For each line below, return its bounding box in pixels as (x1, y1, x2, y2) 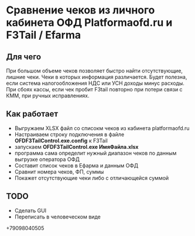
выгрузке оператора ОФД (14, 156, 80, 163)
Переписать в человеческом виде (14, 213, 101, 220)
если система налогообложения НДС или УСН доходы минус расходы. (6, 80, 184, 87)
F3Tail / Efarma (6, 29, 81, 42)
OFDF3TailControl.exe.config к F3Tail (14, 137, 108, 144)
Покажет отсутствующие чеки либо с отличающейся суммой (14, 174, 169, 182)
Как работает (6, 109, 59, 119)
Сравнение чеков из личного (6, 4, 155, 17)
